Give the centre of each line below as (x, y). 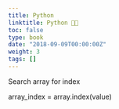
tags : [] (22, 60)
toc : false (26, 30)
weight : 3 (24, 52)
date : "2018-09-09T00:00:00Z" (58, 45)
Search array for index (44, 81)
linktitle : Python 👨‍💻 (43, 23)
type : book (26, 37)
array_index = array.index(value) (60, 96)
